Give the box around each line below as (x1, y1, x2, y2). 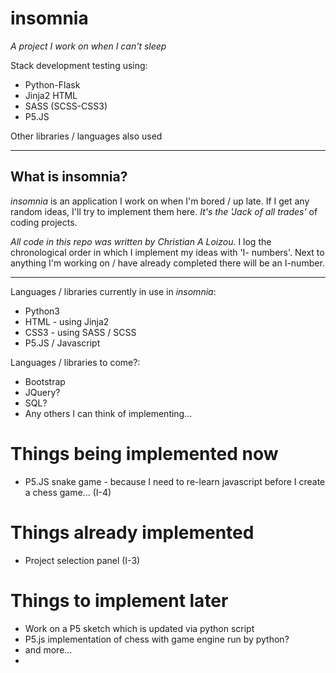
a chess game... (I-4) (24, 486, 112, 498)
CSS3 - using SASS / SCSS (24, 326, 137, 338)
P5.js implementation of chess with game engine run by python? (24, 633, 290, 645)
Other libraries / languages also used (10, 130, 163, 142)
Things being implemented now (10, 442, 279, 465)
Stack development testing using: (10, 59, 148, 71)
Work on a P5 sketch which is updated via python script (24, 622, 255, 634)
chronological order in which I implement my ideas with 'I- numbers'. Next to (10, 246, 325, 258)
